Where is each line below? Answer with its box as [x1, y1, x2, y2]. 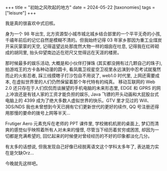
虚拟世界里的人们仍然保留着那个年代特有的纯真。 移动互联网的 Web [16, 79, 155, 85]
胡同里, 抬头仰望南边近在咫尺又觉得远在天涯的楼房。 [13, 49, 121, 55]
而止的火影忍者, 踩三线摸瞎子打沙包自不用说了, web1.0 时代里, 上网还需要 [5, 73, 155, 78]
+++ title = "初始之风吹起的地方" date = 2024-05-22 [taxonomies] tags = [5, 4, 155, 10]
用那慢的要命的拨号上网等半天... [5, 110, 71, 116]
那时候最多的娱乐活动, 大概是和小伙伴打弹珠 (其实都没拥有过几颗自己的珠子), [5, 60, 162, 66]
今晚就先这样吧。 [5, 161, 40, 166]
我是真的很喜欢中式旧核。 [5, 20, 58, 26]
